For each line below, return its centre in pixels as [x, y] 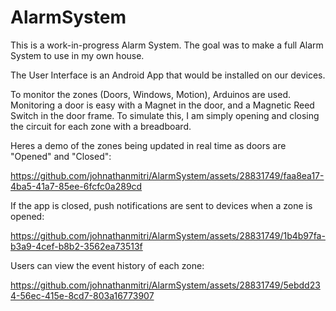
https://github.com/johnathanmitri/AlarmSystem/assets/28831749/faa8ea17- [167, 175]
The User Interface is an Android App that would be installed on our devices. [168, 75]
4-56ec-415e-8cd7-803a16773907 [82, 295]
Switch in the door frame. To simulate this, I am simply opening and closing [165, 115]
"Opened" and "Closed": [61, 156]
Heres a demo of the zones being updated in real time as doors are [148, 145]
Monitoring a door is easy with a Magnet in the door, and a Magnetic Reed [162, 105]
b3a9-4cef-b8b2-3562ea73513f [76, 246]
